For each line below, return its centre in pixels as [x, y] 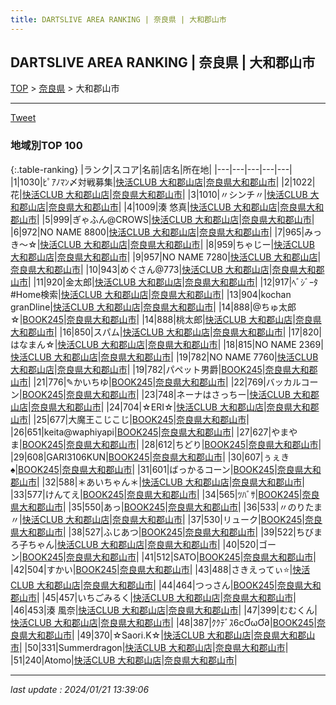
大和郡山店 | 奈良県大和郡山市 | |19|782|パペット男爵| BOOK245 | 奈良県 [151, 369]
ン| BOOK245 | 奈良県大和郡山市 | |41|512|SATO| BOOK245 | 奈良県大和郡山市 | [163, 557]
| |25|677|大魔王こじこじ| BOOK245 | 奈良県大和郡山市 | [139, 419]
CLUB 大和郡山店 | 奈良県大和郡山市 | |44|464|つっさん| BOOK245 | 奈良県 [157, 585]
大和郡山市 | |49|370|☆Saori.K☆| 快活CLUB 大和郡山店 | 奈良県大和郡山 [171, 635]
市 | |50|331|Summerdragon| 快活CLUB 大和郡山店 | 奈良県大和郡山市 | [149, 647]
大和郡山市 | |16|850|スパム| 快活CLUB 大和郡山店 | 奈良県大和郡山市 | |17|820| [166, 332]
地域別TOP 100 [46, 146]
